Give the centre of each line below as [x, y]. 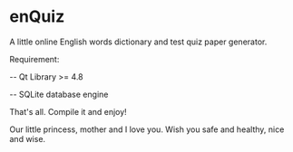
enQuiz [37, 17]
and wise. [28, 138]
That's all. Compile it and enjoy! [68, 111]
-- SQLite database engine [59, 94]
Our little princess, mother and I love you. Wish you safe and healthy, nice [147, 129]
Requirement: [34, 59]
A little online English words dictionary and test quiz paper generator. [138, 42]
